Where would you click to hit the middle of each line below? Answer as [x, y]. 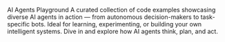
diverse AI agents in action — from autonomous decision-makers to [103, 17]
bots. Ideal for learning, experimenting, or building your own [117, 24]
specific [19, 24]
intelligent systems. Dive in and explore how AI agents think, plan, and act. [113, 31]
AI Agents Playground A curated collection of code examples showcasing [111, 10]
